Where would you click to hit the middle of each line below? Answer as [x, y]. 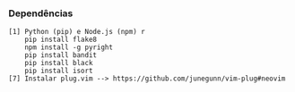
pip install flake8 [61, 40]
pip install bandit [61, 55]
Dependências [41, 13]
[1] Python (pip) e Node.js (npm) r [77, 32]
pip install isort [59, 71]
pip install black [59, 63]
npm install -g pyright [69, 47]
